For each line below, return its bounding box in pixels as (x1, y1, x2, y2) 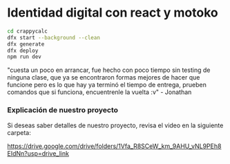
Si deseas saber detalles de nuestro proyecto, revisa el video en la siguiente (7, 121, 224, 129)
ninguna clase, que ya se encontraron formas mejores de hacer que (7, 73, 200, 82)
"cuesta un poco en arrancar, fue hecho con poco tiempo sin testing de (7, 66, 211, 74)
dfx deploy (7, 47, 39, 54)
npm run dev (7, 53, 41, 60)
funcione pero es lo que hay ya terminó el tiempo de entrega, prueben (7, 81, 207, 89)
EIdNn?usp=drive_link (7, 149, 69, 157)
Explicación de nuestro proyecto (7, 105, 119, 115)
